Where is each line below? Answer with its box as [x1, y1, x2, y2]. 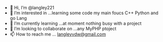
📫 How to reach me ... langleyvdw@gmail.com [9, 31, 106, 37]
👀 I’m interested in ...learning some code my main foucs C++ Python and [9, 10, 159, 16]
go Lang [9, 15, 27, 21]
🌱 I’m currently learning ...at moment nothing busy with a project [9, 20, 142, 26]
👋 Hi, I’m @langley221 [9, 5, 55, 10]
